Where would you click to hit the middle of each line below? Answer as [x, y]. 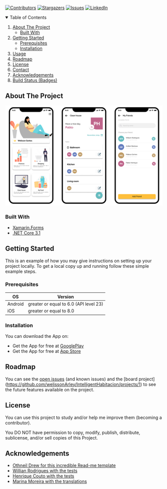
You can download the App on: [37, 336]
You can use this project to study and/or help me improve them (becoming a [84, 417]
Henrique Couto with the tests [43, 476]
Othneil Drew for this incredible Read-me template [64, 465]
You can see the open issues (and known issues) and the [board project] [80, 379]
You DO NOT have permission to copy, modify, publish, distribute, [73, 432]
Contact [20, 70]
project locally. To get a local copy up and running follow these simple [77, 266]
